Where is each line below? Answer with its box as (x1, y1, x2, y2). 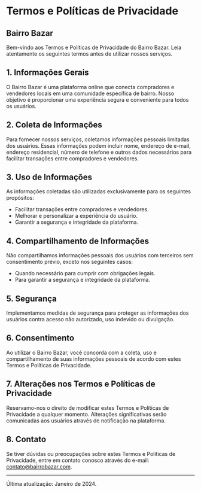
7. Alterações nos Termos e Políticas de (6, 379, 156, 389)
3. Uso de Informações (6, 172, 93, 182)
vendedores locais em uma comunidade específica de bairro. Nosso (6, 90, 175, 97)
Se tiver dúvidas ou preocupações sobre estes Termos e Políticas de (6, 450, 176, 457)
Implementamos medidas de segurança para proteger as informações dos (6, 309, 189, 317)
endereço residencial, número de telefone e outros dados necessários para (6, 148, 192, 156)
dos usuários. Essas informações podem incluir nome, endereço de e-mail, (6, 142, 191, 149)
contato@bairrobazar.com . (6, 462, 72, 470)
